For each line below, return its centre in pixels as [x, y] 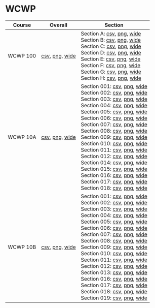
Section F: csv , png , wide [111, 65]
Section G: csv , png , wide [111, 72]
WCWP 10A [22, 137]
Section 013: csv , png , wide [114, 272]
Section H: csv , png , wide [111, 78]
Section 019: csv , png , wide [114, 298]
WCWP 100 [22, 55]
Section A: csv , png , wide [111, 34]
